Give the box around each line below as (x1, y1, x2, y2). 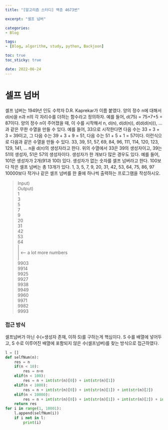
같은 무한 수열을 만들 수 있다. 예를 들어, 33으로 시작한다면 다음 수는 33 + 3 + (10, 126, 160, 132)
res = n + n (23, 369, 43, 374)
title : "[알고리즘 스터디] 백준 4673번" (5, 7, 80, 13)
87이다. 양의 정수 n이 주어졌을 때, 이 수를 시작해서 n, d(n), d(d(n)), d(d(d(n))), (5, 120, 157, 126)
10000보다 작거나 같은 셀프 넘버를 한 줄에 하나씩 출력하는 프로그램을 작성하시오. (5, 170, 161, 176)
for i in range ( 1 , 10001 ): (5, 406, 61, 411)
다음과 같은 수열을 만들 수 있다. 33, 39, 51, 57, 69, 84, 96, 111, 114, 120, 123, (10, 138, 159, 145)
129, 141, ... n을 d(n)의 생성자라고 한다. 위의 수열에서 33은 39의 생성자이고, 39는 (5, 145, 162, 151)
